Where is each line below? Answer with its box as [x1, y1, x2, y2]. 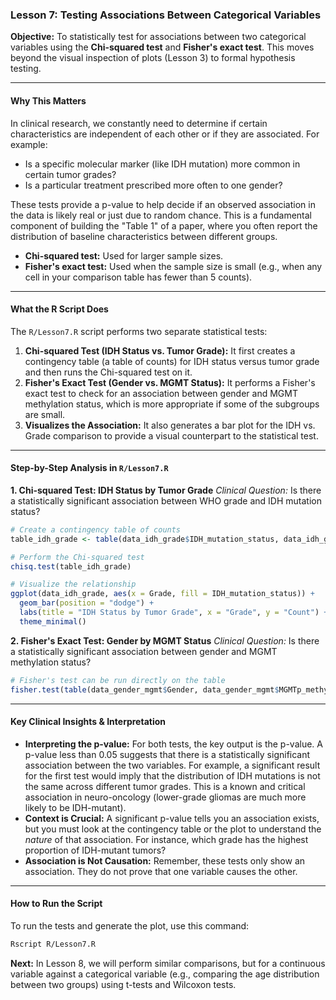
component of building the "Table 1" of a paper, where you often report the [10, 219, 318, 232]
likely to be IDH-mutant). [24, 801, 127, 813]
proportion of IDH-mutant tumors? [24, 844, 167, 856]
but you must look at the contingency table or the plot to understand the [24, 823, 322, 835]
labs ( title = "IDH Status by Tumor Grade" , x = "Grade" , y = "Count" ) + [19, 608, 329, 618]
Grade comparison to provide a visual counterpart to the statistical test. [24, 429, 319, 442]
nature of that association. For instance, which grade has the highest [24, 833, 309, 845]
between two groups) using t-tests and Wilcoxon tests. [10, 978, 237, 990]
